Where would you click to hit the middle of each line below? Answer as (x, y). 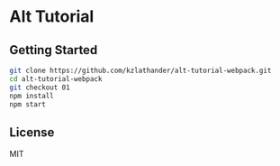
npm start (28, 104)
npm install (32, 96)
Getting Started (54, 50)
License (32, 132)
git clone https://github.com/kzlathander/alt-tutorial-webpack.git (140, 70)
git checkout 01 (40, 88)
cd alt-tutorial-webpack (56, 78)
